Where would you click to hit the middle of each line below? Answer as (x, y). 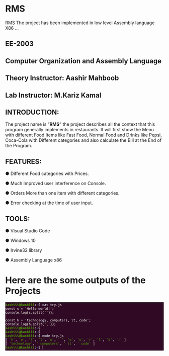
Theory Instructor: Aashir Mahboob (62, 78)
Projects (23, 291)
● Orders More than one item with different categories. (62, 193)
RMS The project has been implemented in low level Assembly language (80, 23)
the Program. (19, 146)
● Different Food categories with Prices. (47, 173)
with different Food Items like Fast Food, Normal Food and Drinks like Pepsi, (83, 135)
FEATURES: (23, 161)
